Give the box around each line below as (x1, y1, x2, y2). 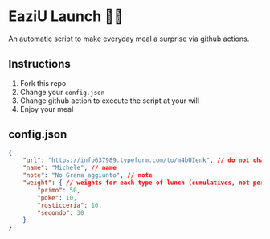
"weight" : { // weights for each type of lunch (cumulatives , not (22, 179, 250, 187)
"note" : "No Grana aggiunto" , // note (22, 171, 153, 179)
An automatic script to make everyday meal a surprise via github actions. (8, 34, 250, 43)
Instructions (8, 57, 71, 71)
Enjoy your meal (19, 104, 74, 113)
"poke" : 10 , (37, 193, 78, 202)
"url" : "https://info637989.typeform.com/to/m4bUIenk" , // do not (22, 156, 250, 164)
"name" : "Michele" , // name (22, 164, 117, 172)
